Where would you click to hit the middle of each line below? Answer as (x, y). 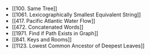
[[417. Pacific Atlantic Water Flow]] (53, 21)
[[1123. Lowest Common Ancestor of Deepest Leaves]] (78, 46)
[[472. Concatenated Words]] (48, 27)
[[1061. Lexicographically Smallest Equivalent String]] (76, 15)
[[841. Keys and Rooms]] (42, 39)
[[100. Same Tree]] (34, 8)
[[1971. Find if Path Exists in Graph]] (55, 33)
